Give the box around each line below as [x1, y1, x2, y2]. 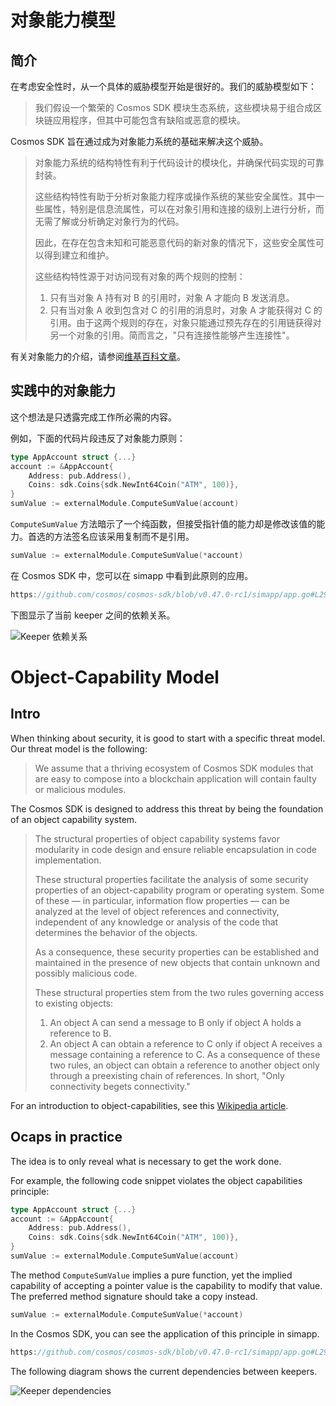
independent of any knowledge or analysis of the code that [34, 916, 279, 928]
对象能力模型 [10, 9, 117, 32]
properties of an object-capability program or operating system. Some [34, 884, 325, 896]
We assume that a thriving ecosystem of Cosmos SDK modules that [34, 762, 314, 774]
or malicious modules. [34, 783, 127, 795]
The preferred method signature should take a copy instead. [10, 1290, 258, 1302]
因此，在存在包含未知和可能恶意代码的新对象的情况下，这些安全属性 [34, 237, 316, 248]
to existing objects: [34, 997, 113, 1009]
